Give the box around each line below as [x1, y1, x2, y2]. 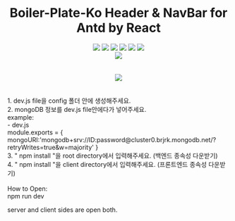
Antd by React [76, 20, 161, 36]
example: [7, 113, 34, 121]
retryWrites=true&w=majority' [7, 143, 94, 151]
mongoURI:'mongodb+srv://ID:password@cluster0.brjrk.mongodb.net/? [7, 135, 217, 144]
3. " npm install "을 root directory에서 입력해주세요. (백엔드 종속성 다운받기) [7, 151, 218, 160]
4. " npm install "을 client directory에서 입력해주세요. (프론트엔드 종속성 [7, 160, 207, 168]
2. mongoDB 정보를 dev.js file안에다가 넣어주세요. [7, 105, 147, 113]
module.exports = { [7, 128, 64, 137]
